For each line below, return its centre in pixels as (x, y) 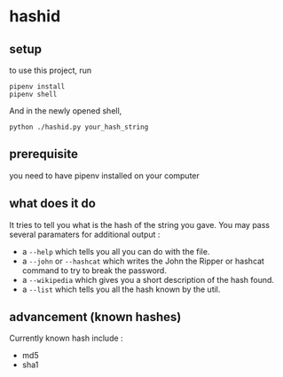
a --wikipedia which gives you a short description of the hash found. (148, 279)
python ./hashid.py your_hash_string (79, 127)
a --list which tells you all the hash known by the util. (121, 289)
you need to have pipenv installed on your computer (104, 176)
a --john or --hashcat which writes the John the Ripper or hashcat (143, 261)
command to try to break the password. (94, 270)
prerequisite (43, 154)
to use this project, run (51, 70)
